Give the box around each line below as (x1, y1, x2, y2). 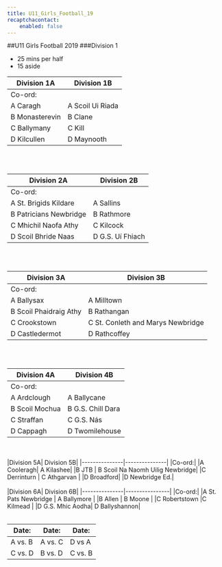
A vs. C (40, 538, 64, 547)
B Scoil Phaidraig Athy (10, 306, 82, 316)
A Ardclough (10, 393, 51, 402)
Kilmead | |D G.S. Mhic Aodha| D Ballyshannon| (7, 502, 140, 511)
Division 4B (75, 370, 114, 380)
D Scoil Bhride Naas (10, 232, 75, 241)
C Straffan (10, 415, 43, 425)
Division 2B (100, 176, 138, 185)
